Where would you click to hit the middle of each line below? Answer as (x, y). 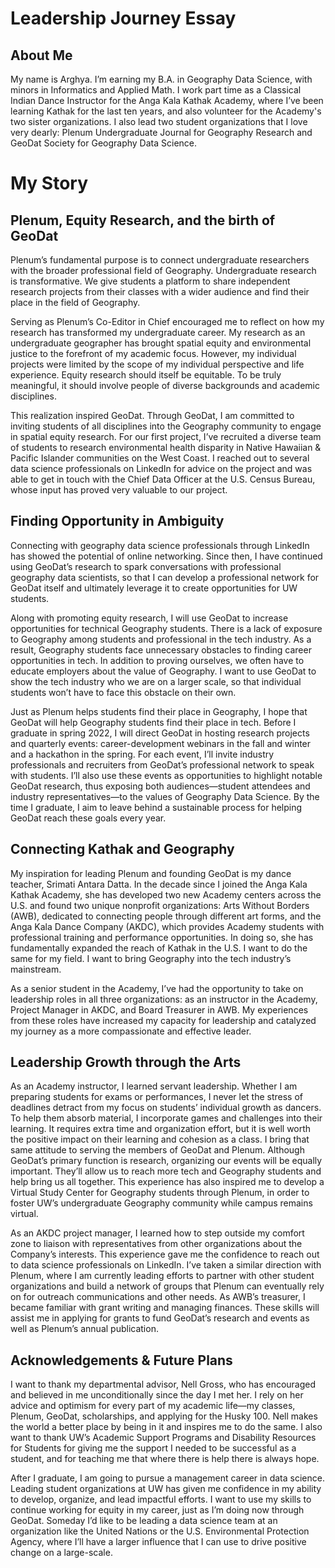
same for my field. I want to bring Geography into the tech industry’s (151, 958)
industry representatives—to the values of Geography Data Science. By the (165, 796)
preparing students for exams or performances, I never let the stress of (156, 1097)
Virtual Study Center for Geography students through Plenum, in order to (160, 1193)
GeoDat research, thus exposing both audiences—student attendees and (160, 786)
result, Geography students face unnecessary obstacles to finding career (161, 649)
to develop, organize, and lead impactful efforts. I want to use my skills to (161, 1499)
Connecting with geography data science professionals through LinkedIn (160, 545)
